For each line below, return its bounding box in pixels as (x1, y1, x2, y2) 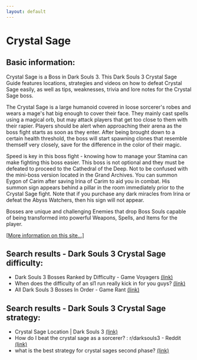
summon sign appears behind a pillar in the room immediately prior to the (6, 184, 185, 191)
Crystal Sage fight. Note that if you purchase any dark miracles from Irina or (6, 190, 191, 197)
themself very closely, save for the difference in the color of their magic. (6, 141, 182, 148)
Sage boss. (6, 92, 34, 99)
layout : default (6, 8, 46, 15)
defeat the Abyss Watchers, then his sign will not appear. (6, 196, 145, 204)
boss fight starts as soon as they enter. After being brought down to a (6, 128, 175, 136)
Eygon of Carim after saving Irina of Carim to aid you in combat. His (6, 178, 170, 185)
